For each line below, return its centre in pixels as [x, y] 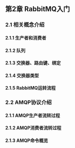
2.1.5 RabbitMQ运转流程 [30, 88]
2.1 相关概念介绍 [25, 25]
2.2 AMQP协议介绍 [29, 102]
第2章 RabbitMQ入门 [37, 9]
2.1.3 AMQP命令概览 [27, 140]
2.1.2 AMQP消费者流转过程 [33, 128]
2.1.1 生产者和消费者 [26, 38]
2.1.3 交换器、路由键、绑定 [33, 63]
